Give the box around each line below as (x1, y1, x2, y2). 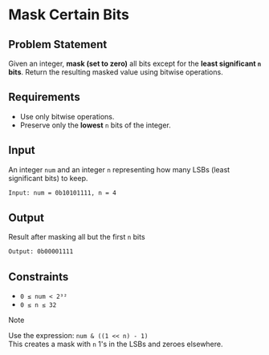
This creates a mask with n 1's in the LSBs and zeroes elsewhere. (8, 339, 223, 349)
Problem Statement (8, 38, 108, 51)
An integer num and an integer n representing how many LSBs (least (8, 164, 230, 174)
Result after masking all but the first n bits (8, 232, 146, 242)
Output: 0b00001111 (8, 248, 74, 256)
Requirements (8, 91, 80, 104)
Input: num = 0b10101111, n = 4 (8, 188, 116, 197)
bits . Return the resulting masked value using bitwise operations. (8, 67, 223, 77)
